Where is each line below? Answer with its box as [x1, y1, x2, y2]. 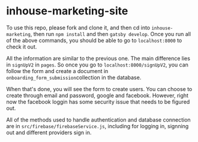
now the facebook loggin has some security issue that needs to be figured [6, 98, 190, 105]
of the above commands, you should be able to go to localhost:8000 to [6, 37, 182, 44]
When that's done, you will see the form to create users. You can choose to [6, 85, 193, 92]
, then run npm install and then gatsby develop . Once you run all [30, 30, 191, 37]
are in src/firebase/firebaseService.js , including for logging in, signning [6, 122, 189, 129]
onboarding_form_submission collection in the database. [6, 74, 142, 81]
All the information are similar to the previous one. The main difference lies [6, 55, 191, 62]
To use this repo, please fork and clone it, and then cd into [6, 24, 151, 31]
